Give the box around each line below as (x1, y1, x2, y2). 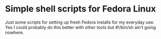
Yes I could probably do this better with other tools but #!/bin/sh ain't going (5, 24, 156, 30)
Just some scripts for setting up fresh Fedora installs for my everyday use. (5, 19, 155, 25)
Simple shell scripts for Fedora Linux (5, 3, 156, 14)
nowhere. (5, 29, 24, 35)
